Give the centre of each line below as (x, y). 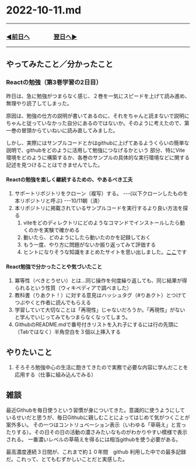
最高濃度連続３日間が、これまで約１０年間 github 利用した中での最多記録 (96, 452)
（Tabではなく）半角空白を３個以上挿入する (68, 332)
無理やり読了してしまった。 (39, 103)
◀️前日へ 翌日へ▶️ (42, 37)
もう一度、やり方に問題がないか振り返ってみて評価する (90, 245)
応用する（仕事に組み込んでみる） (55, 375)
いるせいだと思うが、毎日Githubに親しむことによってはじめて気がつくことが (98, 417)
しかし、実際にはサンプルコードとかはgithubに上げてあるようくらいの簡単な (98, 143)
